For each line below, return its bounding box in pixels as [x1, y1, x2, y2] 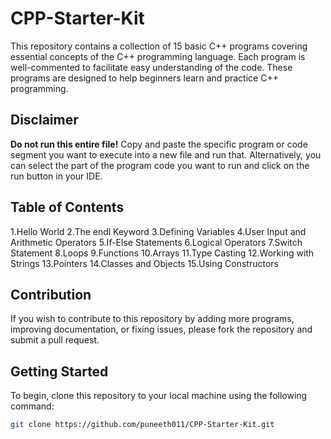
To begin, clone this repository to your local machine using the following [10, 390, 308, 402]
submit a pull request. [10, 334, 100, 346]
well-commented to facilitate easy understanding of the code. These [10, 61, 293, 73]
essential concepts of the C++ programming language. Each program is [10, 50, 306, 62]
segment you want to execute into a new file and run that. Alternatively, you [10, 148, 322, 161]
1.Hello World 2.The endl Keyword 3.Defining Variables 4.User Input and [10, 225, 307, 237]
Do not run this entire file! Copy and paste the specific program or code [10, 138, 308, 150]
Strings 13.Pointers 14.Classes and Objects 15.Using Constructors [10, 257, 279, 269]
